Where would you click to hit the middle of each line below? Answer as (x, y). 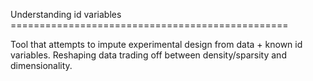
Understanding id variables (66, 14)
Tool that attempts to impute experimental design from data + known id (156, 44)
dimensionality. (41, 65)
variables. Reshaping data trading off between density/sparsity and (148, 55)
